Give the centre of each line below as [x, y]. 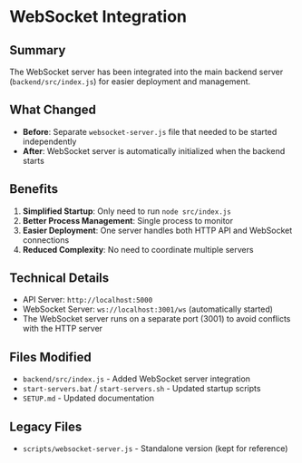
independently [49, 141]
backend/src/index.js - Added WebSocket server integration [136, 379]
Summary [38, 50]
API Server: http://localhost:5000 [88, 300]
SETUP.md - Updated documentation [88, 398]
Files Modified [51, 357]
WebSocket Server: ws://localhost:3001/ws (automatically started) [148, 309]
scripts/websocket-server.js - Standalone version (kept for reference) [155, 449]
